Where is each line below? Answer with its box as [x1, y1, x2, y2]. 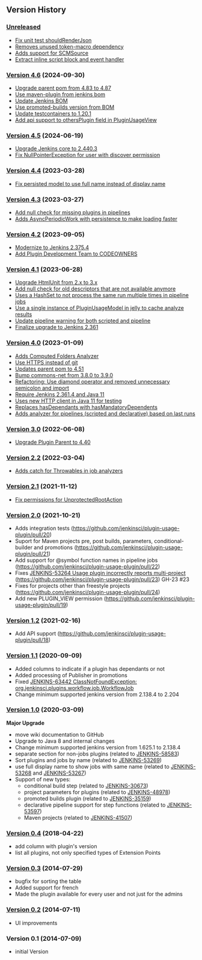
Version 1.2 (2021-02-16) [6, 616, 81, 624]
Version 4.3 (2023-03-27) [6, 195, 84, 203]
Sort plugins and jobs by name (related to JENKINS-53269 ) [14, 756, 162, 763]
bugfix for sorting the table [14, 878, 82, 885]
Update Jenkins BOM [14, 97, 68, 104]
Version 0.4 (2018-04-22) [6, 829, 84, 837]
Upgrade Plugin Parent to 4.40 [14, 438, 91, 446]
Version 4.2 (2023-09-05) [6, 230, 85, 238]
